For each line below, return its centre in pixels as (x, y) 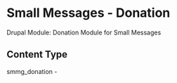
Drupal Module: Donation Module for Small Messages (84, 32)
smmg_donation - (32, 71)
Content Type (37, 55)
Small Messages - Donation (88, 13)
